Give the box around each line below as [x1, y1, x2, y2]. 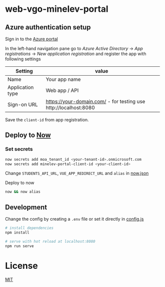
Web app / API [46, 87, 79, 94]
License [5, 260, 38, 271]
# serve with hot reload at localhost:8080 [5, 239, 96, 244]
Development [5, 203, 48, 211]
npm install [5, 230, 29, 235]
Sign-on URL [7, 101, 38, 108]
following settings [5, 56, 41, 62]
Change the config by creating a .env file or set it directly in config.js [5, 216, 144, 222]
